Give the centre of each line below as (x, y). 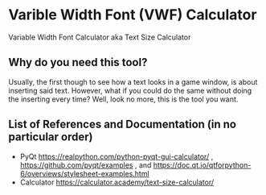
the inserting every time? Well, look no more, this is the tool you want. (123, 99)
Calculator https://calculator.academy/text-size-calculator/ (117, 182)
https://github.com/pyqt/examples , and (86, 165)
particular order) (51, 137)
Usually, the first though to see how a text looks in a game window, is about (133, 81)
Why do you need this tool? (78, 62)
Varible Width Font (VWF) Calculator (133, 15)
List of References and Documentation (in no (123, 124)
